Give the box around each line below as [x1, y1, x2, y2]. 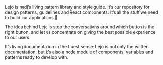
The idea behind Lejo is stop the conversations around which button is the [5, 24, 155, 30]
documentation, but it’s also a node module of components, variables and [5, 49, 153, 55]
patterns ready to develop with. [5, 54, 69, 60]
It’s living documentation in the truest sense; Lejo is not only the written [5, 44, 149, 49]
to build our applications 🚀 [5, 15, 58, 20]
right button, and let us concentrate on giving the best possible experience [5, 29, 156, 35]
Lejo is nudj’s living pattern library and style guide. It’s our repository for [5, 4, 150, 10]
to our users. [5, 34, 31, 40]
